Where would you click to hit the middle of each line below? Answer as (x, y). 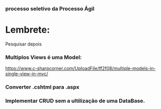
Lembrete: (28, 30)
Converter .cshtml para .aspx (42, 87)
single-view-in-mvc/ (27, 74)
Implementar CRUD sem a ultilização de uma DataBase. (75, 101)
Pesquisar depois (24, 44)
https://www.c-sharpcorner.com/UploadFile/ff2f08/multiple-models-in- (80, 69)
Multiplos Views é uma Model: (43, 57)
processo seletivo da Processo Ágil (50, 9)
